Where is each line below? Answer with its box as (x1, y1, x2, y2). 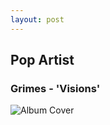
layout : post (10, 14, 65, 25)
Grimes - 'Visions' (10, 81, 101, 95)
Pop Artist (10, 52, 75, 69)
